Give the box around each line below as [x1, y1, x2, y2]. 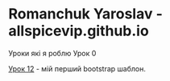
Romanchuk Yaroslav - [8, 5, 164, 23]
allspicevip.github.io [8, 22, 149, 40]
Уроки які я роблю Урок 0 [8, 48, 97, 58]
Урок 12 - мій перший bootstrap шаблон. [8, 63, 147, 73]
